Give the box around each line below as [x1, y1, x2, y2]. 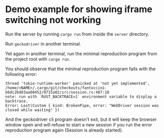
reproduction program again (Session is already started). [5, 127, 123, 133]
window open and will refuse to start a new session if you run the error [5, 121, 152, 127]
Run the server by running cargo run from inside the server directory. [5, 31, 149, 37]
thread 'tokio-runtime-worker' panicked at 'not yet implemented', [5, 81, 150, 86]
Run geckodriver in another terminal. [5, 40, 81, 47]
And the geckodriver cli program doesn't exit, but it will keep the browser [5, 116, 157, 122]
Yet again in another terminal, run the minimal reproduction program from [5, 51, 157, 57]
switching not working [5, 14, 101, 26]
